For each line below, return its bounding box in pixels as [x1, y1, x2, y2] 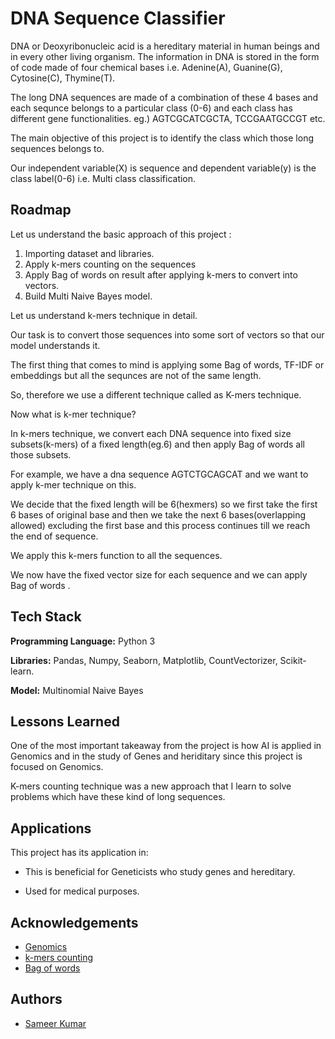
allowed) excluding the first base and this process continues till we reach [10, 519, 311, 531]
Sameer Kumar [24, 1017, 87, 1029]
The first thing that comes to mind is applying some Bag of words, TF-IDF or [10, 358, 325, 371]
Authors [10, 991, 63, 1008]
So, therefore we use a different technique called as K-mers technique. [10, 388, 302, 401]
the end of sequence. [10, 530, 99, 542]
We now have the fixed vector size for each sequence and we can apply [10, 568, 308, 581]
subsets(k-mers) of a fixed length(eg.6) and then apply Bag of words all [10, 438, 305, 450]
